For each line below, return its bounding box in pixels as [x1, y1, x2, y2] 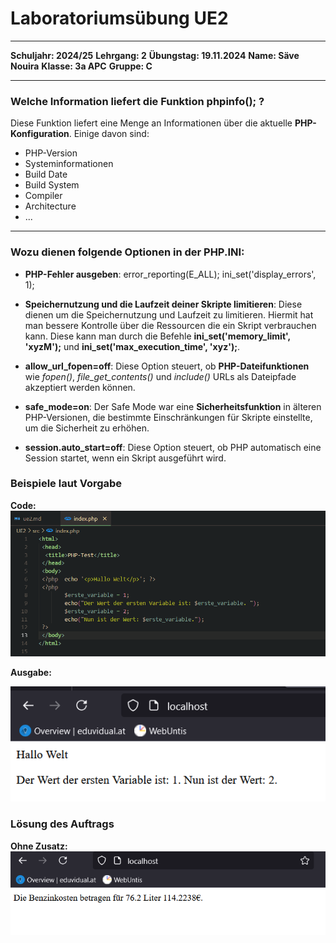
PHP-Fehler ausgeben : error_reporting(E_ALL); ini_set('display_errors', [24, 268, 317, 280]
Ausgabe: [10, 666, 52, 678]
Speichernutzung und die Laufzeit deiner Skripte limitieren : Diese [24, 298, 303, 310]
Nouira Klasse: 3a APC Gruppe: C [10, 60, 153, 72]
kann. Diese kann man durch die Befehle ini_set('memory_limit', [24, 330, 291, 342]
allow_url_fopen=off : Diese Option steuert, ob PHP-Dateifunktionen [24, 360, 310, 372]
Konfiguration [10, 128, 70, 140]
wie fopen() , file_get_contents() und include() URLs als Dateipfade [24, 370, 297, 382]
